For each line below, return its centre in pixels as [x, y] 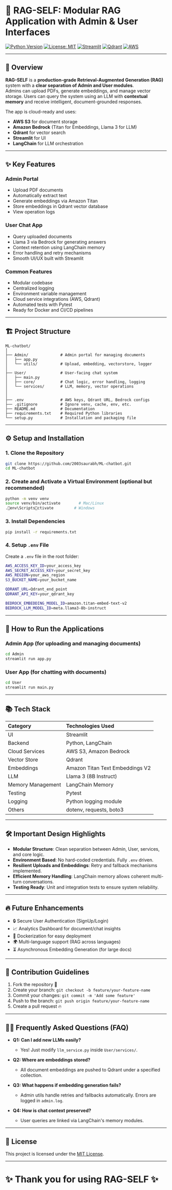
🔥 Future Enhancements [45, 908]
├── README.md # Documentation [50, 409]
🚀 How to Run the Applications [55, 629]
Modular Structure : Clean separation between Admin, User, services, [86, 849]
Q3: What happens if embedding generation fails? [67, 1085]
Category [20, 726]
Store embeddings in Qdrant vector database [60, 206]
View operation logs [34, 212]
